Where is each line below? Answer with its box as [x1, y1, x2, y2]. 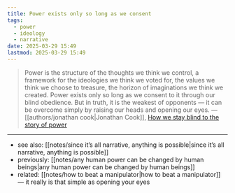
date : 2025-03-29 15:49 [7, 43, 77, 50]
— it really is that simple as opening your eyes [17, 178, 150, 186]
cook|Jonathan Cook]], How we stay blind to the [79, 113, 220, 121]
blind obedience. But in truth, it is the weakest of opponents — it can [24, 98, 222, 106]
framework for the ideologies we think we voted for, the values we [24, 76, 215, 84]
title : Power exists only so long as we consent [7, 10, 152, 17]
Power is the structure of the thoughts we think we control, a [24, 68, 199, 77]
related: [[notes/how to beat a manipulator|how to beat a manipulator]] [17, 170, 221, 178]
